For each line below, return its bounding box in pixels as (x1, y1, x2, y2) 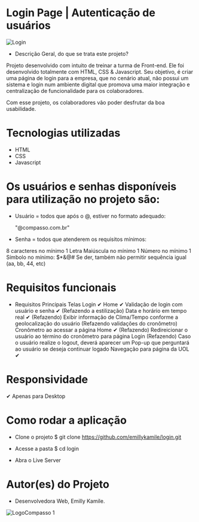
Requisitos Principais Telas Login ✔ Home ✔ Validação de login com (14, 300, 183, 308)
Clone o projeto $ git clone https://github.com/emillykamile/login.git (14, 433, 182, 440)
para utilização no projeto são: (6, 192, 160, 206)
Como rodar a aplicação (6, 414, 127, 427)
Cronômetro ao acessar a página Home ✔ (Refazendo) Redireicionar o (14, 326, 188, 333)
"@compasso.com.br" (14, 224, 70, 231)
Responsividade (6, 372, 88, 386)
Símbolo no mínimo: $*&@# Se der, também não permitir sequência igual (6, 254, 187, 261)
